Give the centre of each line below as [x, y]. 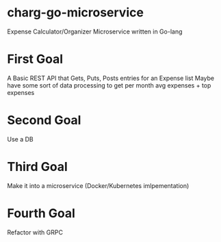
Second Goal [44, 120]
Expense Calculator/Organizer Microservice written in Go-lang [95, 31]
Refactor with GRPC [35, 232]
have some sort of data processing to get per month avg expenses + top [109, 85]
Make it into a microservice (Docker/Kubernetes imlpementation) [98, 185]
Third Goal [38, 167]
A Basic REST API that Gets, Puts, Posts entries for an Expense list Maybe [110, 78]
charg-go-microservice [75, 13]
